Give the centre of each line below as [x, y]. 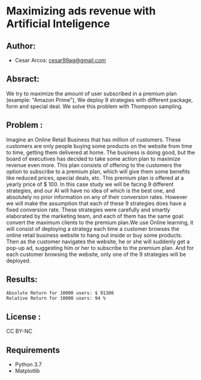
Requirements [33, 350]
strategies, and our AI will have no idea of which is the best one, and [91, 191]
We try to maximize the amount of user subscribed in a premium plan [91, 94]
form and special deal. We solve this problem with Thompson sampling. [94, 106]
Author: [21, 46]
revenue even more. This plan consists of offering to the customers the [94, 165]
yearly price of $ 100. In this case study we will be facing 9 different [90, 184]
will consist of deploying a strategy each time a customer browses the [93, 228]
